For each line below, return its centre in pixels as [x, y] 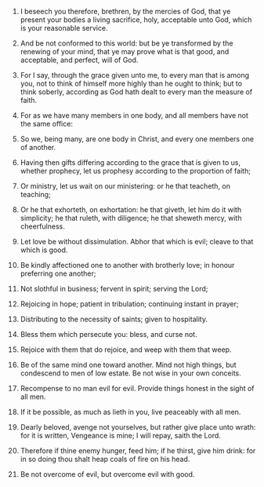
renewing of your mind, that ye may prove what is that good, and [125, 51]
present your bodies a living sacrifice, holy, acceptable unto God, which [136, 20]
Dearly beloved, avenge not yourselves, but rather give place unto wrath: [138, 427]
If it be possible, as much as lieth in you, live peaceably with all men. [130, 412]
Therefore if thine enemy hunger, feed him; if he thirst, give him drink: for [138, 450]
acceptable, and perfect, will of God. [79, 60]
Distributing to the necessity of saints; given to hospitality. [114, 319]
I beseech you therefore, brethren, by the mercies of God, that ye [125, 11]
